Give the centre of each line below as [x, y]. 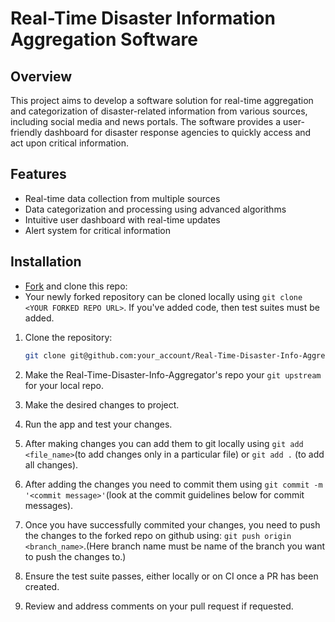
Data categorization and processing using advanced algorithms [155, 209]
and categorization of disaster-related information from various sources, [159, 111]
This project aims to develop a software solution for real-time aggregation [162, 100]
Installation [46, 262]
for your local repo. [64, 385]
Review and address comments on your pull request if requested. [159, 606]
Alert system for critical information [98, 230]
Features [38, 174]
